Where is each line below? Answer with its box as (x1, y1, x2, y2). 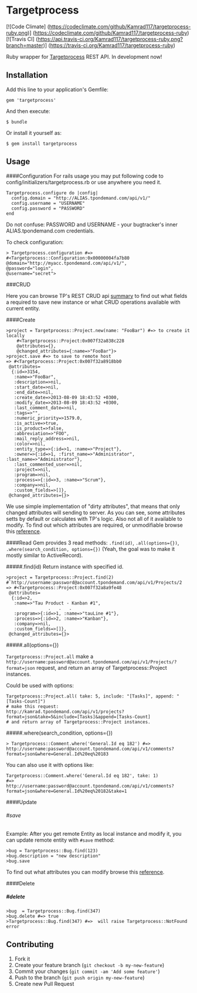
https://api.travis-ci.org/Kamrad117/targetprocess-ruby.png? (38, 35, 184, 42)
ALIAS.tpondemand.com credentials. (6, 227, 95, 234)
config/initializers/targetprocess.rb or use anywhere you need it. (6, 178, 162, 185)
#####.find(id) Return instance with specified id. (6, 563, 124, 570)
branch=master (6, 42, 43, 49)
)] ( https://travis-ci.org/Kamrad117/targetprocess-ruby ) (43, 42, 176, 49)
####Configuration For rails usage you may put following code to (6, 172, 164, 180)
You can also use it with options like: (6, 761, 94, 768)
